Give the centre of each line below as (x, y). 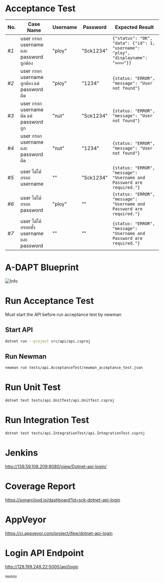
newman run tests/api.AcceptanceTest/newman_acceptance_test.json (74, 368)
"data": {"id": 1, (134, 43)
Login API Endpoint (45, 553)
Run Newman (26, 356)
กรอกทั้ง (28, 227)
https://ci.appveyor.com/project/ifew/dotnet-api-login (59, 533)
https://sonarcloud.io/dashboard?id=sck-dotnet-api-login (63, 500)
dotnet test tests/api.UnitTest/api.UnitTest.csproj (60, 401)
